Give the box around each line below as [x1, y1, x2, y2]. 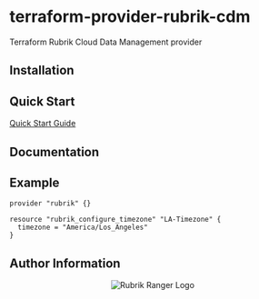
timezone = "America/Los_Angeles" [17, 223, 148, 233]
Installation [9, 63, 75, 78]
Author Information [9, 255, 121, 271]
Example [9, 174, 60, 190]
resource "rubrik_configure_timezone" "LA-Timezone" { [9, 215, 222, 224]
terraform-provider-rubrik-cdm [9, 6, 251, 27]
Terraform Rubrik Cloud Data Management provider [9, 36, 203, 47]
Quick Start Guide [9, 118, 76, 129]
